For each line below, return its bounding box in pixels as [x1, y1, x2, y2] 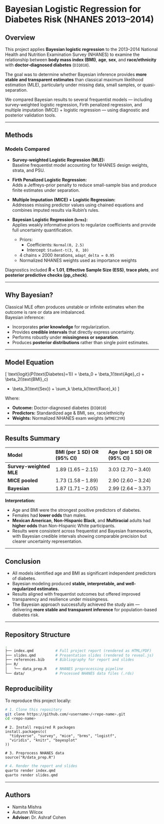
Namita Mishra [12, 804, 42, 810]
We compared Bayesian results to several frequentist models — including [5, 97, 152, 102]
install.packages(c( [5, 729, 47, 734]
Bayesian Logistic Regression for [5, 3, 141, 15]
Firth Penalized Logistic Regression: [12, 176, 87, 182]
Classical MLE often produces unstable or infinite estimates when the [5, 304, 144, 310]
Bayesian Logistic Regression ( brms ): [12, 217, 88, 223]
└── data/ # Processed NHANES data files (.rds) [5, 671, 134, 676]
